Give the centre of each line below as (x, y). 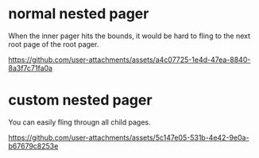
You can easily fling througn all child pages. (79, 122)
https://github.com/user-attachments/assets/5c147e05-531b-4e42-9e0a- (129, 137)
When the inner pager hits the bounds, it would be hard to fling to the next (129, 36)
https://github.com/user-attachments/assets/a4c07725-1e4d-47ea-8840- (129, 60)
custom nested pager (80, 100)
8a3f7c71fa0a (31, 67)
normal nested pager (79, 14)
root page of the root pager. (54, 44)
